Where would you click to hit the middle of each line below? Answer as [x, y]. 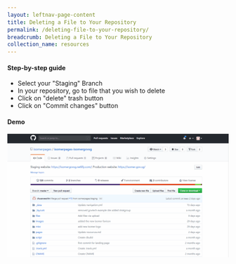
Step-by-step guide [37, 67]
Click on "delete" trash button [60, 98]
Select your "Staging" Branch [60, 84]
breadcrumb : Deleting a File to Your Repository [80, 37]
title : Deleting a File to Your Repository [72, 22]
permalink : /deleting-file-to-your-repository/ [78, 29]
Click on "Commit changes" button [68, 106]
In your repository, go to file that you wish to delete [91, 91]
